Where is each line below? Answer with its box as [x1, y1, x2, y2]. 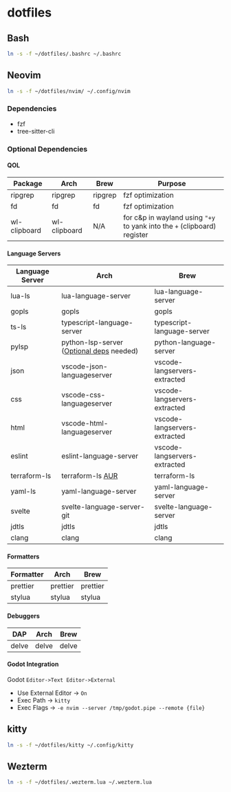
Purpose [157, 178, 186, 188]
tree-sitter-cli [16, 127, 55, 135]
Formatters [7, 552, 40, 561]
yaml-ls [10, 487, 36, 497]
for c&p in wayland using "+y [123, 212, 215, 222]
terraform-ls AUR [61, 471, 118, 481]
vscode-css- [61, 390, 106, 400]
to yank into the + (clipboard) [123, 221, 217, 231]
